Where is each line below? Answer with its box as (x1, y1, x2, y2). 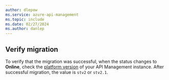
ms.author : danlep (5, 26, 44, 31)
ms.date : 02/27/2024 (5, 21, 50, 27)
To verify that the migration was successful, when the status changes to (5, 58, 157, 64)
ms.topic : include (5, 17, 44, 22)
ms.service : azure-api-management (5, 12, 79, 17)
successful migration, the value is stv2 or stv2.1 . (5, 69, 108, 75)
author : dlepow (5, 7, 38, 13)
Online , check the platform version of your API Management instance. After (5, 64, 164, 70)
